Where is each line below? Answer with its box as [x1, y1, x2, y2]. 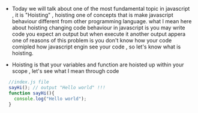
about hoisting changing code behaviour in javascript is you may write [11, 24, 185, 31]
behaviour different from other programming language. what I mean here [11, 18, 192, 25]
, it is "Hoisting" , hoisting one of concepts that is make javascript [11, 11, 174, 19]
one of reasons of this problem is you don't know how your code [11, 37, 172, 44]
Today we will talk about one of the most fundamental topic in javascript [11, 5, 190, 12]
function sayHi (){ [8, 90, 55, 96]
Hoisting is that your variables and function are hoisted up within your [11, 61, 184, 68]
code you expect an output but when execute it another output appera [11, 30, 186, 38]
